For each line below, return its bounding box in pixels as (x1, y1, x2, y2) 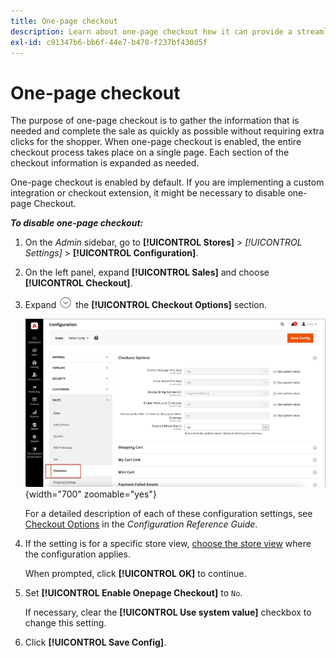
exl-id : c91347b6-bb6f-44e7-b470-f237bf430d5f (10, 37, 208, 47)
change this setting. (24, 617, 107, 629)
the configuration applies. (24, 548, 131, 560)
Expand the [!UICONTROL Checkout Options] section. (24, 299, 268, 311)
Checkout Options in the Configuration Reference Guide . (24, 518, 258, 530)
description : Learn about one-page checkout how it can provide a (10, 26, 293, 37)
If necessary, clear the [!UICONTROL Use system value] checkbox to (24, 606, 312, 619)
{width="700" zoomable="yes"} (24, 488, 157, 500)
